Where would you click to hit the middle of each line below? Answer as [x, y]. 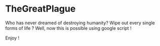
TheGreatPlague [41, 9]
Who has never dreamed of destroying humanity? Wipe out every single [80, 23]
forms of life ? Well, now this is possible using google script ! [68, 28]
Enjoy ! [12, 38]
